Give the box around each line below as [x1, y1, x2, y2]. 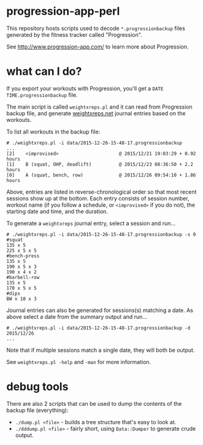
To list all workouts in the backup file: [6, 127, 101, 135]
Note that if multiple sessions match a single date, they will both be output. [6, 346, 195, 354]
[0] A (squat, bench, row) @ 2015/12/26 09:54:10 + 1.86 [6, 172, 196, 178]
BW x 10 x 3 [6, 295, 37, 302]
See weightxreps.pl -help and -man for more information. [6, 358, 151, 365]
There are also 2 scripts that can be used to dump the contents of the [6, 400, 182, 407]
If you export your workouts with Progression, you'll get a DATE [6, 85, 164, 92]
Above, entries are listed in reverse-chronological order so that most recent [6, 188, 197, 196]
